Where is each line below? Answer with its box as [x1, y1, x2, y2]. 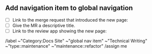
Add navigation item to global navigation [5, 4, 133, 12]
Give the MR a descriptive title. [12, 22, 76, 28]
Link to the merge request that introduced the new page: [12, 17, 128, 23]
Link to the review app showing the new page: [12, 28, 107, 34]
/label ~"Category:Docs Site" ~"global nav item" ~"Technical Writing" [5, 38, 148, 44]
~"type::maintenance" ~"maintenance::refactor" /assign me [5, 43, 128, 49]
